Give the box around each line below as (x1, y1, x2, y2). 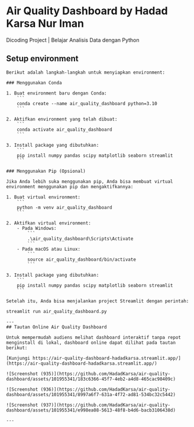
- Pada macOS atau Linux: (17, 246, 81, 252)
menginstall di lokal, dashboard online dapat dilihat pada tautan (6, 340, 176, 346)
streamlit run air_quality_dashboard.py (6, 308, 108, 314)
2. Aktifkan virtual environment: (6, 220, 92, 226)
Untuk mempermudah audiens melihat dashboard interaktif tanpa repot (6, 334, 182, 340)
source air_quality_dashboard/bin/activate (27, 257, 136, 262)
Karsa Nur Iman (6, 17, 85, 30)
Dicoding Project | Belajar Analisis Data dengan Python (6, 36, 140, 43)
